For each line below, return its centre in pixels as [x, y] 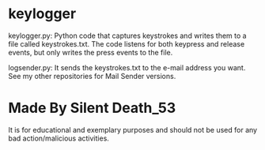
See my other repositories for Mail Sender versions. [92, 76]
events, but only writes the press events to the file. [91, 52]
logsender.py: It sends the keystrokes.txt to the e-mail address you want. [127, 67]
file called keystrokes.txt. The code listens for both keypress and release [127, 43]
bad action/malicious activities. [59, 138]
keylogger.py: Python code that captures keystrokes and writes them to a [127, 36]
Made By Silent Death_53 [92, 108]
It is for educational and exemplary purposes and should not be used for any [133, 129]
